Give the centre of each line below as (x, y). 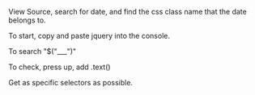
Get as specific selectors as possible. (71, 83)
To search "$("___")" (42, 51)
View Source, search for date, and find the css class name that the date (127, 12)
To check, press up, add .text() (59, 67)
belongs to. (27, 20)
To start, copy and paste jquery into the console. (89, 36)
